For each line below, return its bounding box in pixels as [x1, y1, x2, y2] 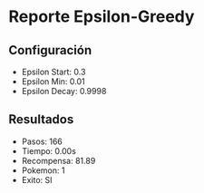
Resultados [8, 111, 74, 128]
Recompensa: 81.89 [21, 155, 96, 166]
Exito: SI [21, 174, 53, 185]
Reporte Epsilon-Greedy [8, 6, 195, 27]
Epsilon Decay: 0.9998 [21, 86, 107, 96]
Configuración [8, 43, 92, 58]
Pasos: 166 [21, 136, 63, 147]
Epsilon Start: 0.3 [21, 66, 86, 77]
